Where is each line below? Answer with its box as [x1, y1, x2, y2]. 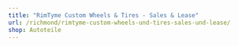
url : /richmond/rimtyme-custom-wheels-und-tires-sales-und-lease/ [8, 19, 231, 27]
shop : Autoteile [8, 26, 61, 34]
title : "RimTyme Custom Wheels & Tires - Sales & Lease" [8, 11, 199, 19]
